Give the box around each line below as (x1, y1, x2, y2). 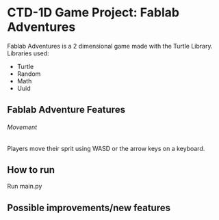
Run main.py (7, 182, 42, 191)
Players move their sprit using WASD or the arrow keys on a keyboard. (7, 144, 205, 152)
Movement (7, 123, 38, 131)
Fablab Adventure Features (7, 104, 125, 115)
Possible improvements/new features (7, 202, 171, 213)
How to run (7, 164, 55, 176)
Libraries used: (7, 49, 49, 57)
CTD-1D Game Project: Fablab (7, 5, 180, 20)
